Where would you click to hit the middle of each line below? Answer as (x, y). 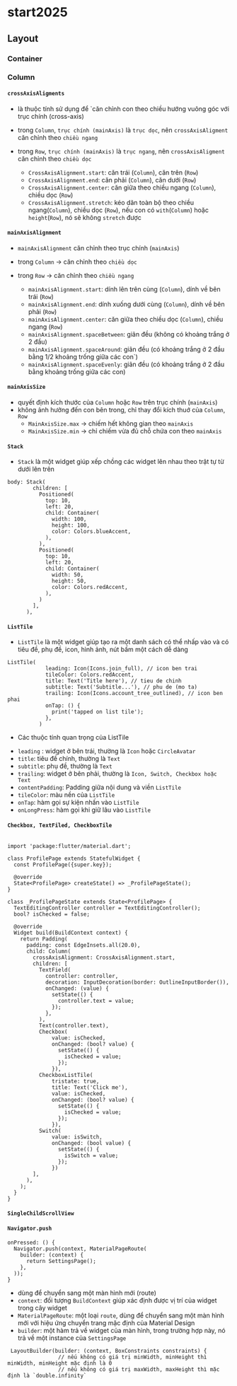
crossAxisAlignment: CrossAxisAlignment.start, (104, 957)
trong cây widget (42, 1308)
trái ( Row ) (41, 296)
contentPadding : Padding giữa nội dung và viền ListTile (99, 787)
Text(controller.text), (74, 1025)
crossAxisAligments (36, 94)
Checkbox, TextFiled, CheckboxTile (60, 826)
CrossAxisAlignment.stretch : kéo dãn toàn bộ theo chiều (111, 202)
